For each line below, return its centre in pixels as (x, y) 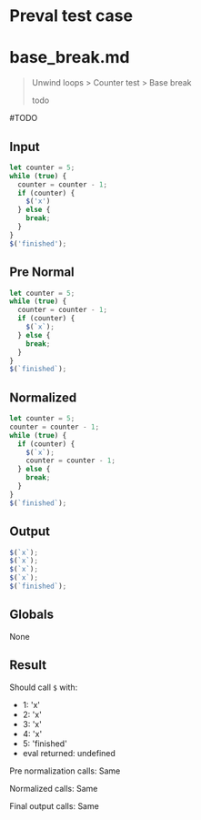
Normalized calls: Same (54, 788)
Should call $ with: (44, 687)
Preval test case (71, 16)
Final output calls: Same (55, 805)
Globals (32, 615)
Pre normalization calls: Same (65, 771)
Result (28, 665)
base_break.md (70, 58)
